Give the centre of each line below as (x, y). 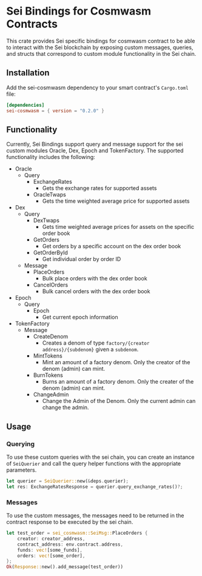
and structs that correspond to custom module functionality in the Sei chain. (101, 53)
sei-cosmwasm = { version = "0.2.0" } (55, 110)
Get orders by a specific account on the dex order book (112, 246)
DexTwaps (46, 220)
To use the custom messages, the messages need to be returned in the (95, 516)
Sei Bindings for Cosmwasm (79, 11)
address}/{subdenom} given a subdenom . (90, 350)
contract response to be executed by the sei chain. (70, 522)
